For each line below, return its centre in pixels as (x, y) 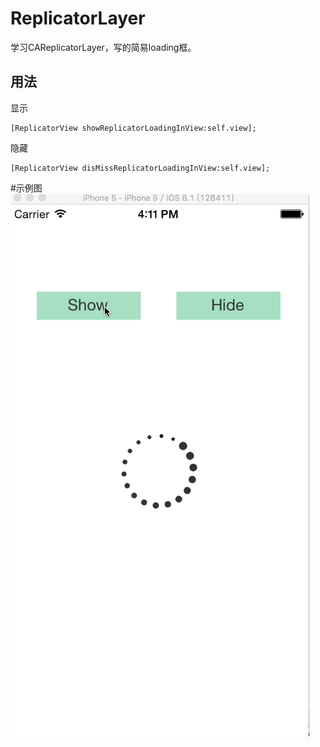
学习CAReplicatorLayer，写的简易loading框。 (103, 47)
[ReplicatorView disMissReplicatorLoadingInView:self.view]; (140, 168)
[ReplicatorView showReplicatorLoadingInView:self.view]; (133, 128)
